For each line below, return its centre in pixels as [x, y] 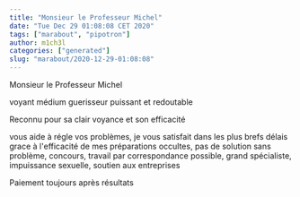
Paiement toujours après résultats [72, 183]
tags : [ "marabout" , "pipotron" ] [70, 34]
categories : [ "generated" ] [60, 51]
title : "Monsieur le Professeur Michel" [86, 17]
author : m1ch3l [38, 43]
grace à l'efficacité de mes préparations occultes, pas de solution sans [140, 146]
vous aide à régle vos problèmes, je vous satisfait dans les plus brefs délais [149, 137]
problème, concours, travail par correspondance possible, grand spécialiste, [150, 156]
